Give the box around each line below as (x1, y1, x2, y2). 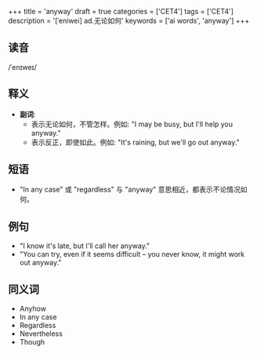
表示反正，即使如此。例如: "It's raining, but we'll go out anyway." (31, 137, 241, 147)
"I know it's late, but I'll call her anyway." (19, 241, 150, 250)
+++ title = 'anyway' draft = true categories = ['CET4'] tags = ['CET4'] (8, 7, 233, 16)
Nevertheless (19, 329, 63, 338)
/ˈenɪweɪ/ (8, 62, 37, 71)
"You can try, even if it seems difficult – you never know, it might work (19, 250, 245, 259)
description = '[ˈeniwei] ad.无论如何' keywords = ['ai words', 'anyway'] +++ (8, 16, 250, 25)
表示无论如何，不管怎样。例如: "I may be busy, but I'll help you (31, 119, 233, 129)
